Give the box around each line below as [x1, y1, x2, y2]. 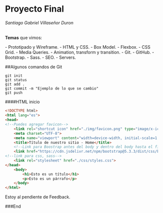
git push [5, 90, 23, 95]
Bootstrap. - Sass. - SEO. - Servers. [5, 54, 76, 60]
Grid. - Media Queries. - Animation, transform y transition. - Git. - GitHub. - [5, 50, 154, 55]
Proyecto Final [5, 3, 65, 15]
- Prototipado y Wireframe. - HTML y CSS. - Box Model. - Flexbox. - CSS [5, 44, 150, 50]
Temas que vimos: [5, 35, 42, 41]
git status [5, 78, 27, 83]
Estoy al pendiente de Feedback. [5, 194, 70, 200]
